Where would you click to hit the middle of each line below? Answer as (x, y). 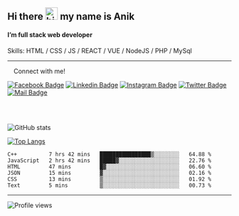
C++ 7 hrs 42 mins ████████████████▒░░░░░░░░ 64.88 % (110, 154)
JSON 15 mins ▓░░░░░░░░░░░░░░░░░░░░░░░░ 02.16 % (110, 173)
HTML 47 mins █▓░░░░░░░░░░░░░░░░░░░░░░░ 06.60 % (110, 167)
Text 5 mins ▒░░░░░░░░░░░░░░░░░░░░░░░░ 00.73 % (110, 185)
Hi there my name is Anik (71, 17)
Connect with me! (39, 71)
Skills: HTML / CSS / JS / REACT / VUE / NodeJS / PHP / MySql (100, 50)
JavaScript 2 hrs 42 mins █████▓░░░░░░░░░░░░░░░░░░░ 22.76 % (110, 161)
